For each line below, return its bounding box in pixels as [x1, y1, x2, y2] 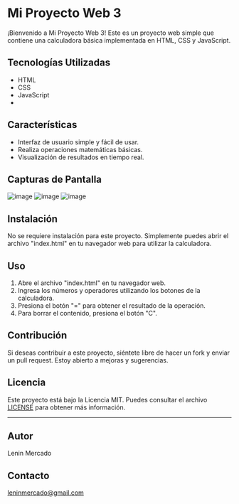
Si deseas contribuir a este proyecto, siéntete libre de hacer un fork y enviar [7, 348, 230, 357]
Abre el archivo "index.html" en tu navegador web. [17, 279, 166, 287]
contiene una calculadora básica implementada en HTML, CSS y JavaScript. [7, 36, 231, 44]
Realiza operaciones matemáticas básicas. [17, 145, 143, 154]
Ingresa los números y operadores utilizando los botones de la [17, 286, 201, 294]
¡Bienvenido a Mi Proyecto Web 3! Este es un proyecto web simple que [7, 28, 215, 37]
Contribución [7, 329, 68, 342]
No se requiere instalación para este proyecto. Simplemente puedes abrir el [7, 232, 229, 240]
